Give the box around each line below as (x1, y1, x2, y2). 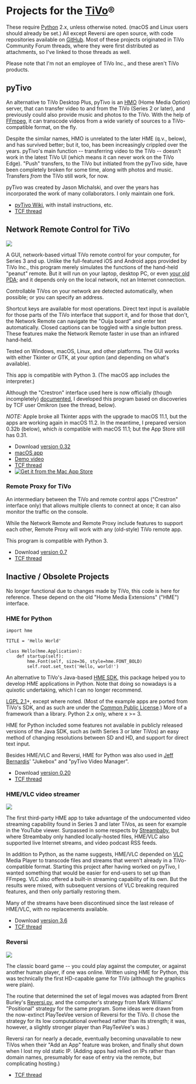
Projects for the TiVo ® (6, 4, 115, 18)
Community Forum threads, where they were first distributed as (6, 42, 159, 49)
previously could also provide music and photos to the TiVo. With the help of (6, 111, 190, 118)
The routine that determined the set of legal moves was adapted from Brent (6, 992, 188, 1000)
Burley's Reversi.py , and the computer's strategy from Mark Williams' (6, 998, 173, 1005)
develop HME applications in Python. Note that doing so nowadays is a (6, 680, 177, 687)
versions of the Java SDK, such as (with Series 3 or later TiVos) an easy (6, 727, 180, 734)
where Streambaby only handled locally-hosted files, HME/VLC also (6, 833, 170, 840)
